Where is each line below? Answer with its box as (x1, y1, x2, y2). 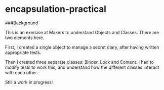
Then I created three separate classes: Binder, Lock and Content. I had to (5, 59, 154, 65)
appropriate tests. (5, 49, 41, 55)
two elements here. (5, 35, 44, 41)
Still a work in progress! (5, 79, 53, 85)
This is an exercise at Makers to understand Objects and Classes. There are (5, 29, 159, 35)
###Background (5, 20, 39, 26)
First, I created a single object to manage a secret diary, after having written (5, 44, 160, 50)
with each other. (5, 69, 38, 75)
